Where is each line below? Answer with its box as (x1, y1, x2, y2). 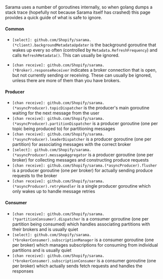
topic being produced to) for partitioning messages (12, 126, 116, 132)
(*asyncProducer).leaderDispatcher (12, 137, 85, 142)
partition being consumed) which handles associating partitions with (12, 221, 150, 227)
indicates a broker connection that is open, (70, 67, 157, 73)
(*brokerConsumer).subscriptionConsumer (12, 258, 96, 263)
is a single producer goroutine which (77, 183, 151, 189)
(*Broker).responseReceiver (12, 68, 70, 73)
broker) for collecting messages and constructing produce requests (12, 157, 149, 163)
